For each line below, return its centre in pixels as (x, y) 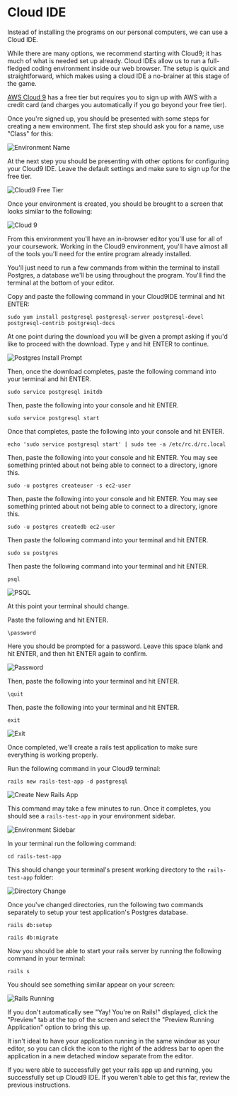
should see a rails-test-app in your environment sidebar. (91, 816)
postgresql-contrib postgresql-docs (61, 323)
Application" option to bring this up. (59, 1027)
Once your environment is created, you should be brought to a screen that (115, 204)
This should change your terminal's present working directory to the (106, 870)
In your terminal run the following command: (72, 843)
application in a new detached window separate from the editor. (100, 1056)
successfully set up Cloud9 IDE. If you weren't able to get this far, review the (119, 1077)
